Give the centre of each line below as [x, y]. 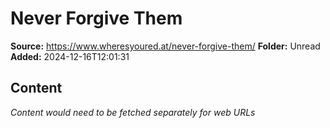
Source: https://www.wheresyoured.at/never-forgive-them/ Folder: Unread [165, 46]
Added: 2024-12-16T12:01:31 [70, 56]
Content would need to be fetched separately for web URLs [133, 112]
